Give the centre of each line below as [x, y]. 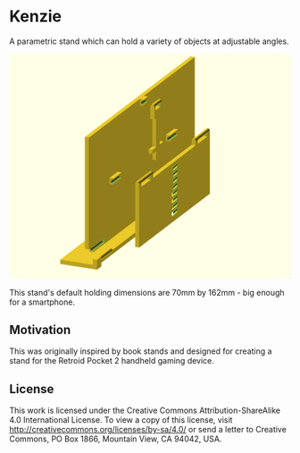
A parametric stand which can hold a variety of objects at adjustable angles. [149, 41]
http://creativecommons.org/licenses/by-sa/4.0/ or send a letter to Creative [148, 430]
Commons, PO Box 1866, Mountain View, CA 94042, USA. [116, 439]
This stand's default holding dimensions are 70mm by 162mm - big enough [147, 292]
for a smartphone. [42, 302]
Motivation [40, 329]
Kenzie [36, 17]
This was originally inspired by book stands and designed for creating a [141, 351]
